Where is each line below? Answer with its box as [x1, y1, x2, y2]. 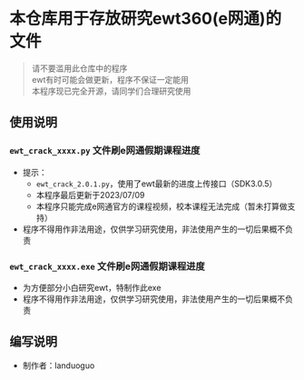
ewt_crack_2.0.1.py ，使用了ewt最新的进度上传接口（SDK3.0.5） [35, 178, 278, 189]
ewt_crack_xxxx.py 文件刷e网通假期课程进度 [9, 145, 201, 157]
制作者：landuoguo [22, 360, 95, 371]
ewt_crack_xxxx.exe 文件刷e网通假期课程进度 [9, 260, 206, 273]
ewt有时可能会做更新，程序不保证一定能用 [31, 74, 189, 85]
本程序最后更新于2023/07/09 [35, 189, 145, 200]
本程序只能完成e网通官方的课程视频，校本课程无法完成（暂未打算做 [35, 201, 288, 212]
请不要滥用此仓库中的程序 [31, 63, 128, 74]
